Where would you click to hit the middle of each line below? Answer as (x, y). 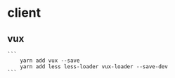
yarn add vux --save (50, 61)
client (24, 13)
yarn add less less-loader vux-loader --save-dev (94, 67)
